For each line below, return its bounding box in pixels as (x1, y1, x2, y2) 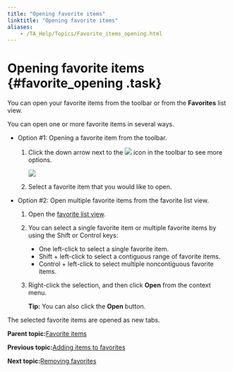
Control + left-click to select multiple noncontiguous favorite (38, 260, 214, 268)
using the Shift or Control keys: (28, 231, 119, 240)
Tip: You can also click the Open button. (28, 302, 146, 311)
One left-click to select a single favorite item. (38, 245, 169, 253)
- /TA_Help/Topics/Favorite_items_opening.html (20, 30, 162, 37)
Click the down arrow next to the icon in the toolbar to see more (28, 148, 222, 157)
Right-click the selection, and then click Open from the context (28, 281, 211, 289)
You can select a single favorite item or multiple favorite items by (28, 224, 217, 232)
